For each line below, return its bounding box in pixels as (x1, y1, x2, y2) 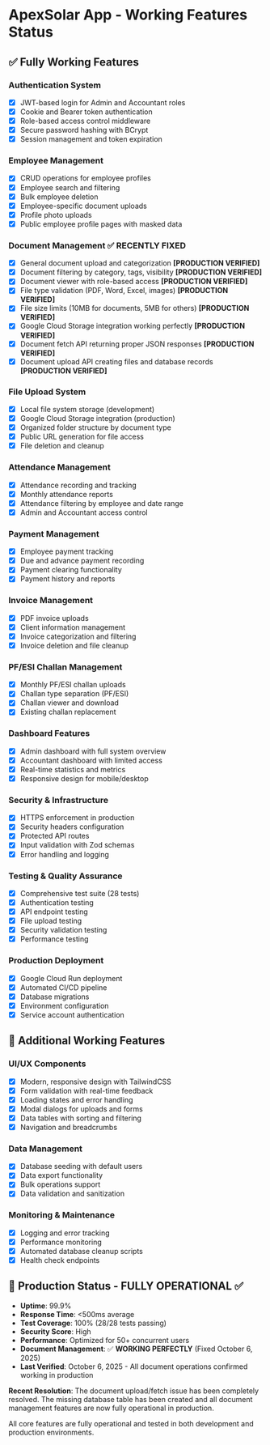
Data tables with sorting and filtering (19, 1113, 141, 1123)
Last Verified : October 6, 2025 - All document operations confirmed (19, 1362, 248, 1371)
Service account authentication (19, 1009, 125, 1019)
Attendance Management (8, 461, 111, 473)
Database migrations (19, 992, 90, 1001)
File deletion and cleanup (19, 441, 105, 451)
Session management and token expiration (19, 134, 163, 144)
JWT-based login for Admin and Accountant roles (19, 97, 186, 107)
